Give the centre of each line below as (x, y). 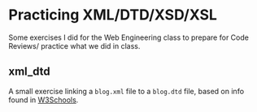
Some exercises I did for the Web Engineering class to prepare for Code (129, 37)
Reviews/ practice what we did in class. (74, 45)
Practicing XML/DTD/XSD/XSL (113, 15)
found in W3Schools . (44, 100)
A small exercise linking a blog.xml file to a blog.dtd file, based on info (126, 91)
